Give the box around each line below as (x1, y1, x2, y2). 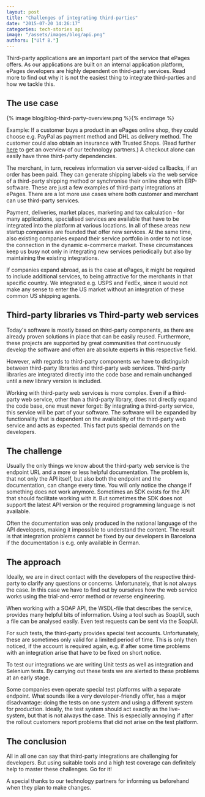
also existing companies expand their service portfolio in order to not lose (6, 234, 192, 242)
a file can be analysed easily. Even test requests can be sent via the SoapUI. (6, 617, 199, 625)
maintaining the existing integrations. (6, 254, 100, 261)
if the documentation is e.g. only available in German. (6, 539, 141, 546)
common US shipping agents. (6, 292, 81, 299)
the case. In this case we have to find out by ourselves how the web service (6, 586, 198, 593)
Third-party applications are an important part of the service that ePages (6, 55, 190, 61)
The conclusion (6, 736, 67, 747)
